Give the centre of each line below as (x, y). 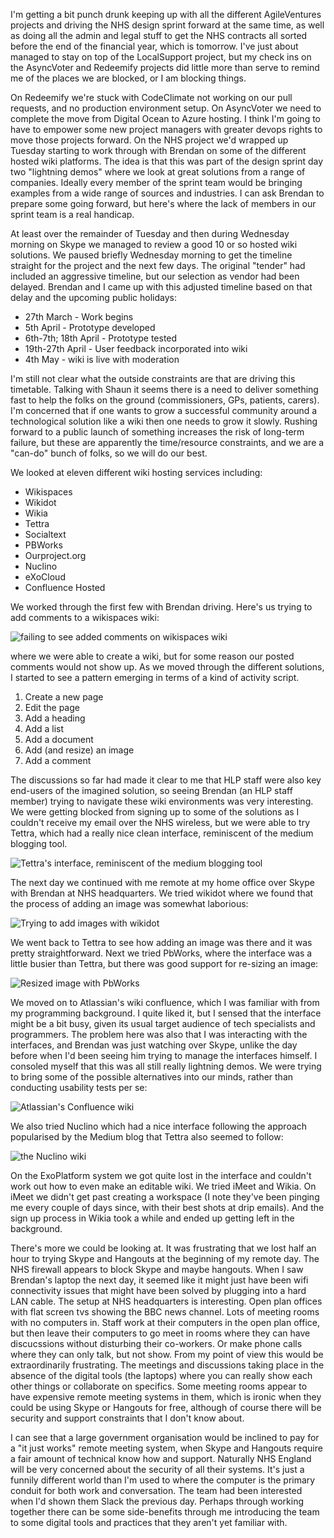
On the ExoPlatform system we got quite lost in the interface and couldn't (161, 1175)
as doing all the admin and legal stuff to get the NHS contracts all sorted (159, 35)
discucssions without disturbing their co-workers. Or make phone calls (156, 1343)
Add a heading (55, 718)
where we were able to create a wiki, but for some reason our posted (152, 656)
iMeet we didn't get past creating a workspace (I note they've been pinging (165, 1197)
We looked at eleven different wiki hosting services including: (136, 472)
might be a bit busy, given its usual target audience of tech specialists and (163, 1023)
